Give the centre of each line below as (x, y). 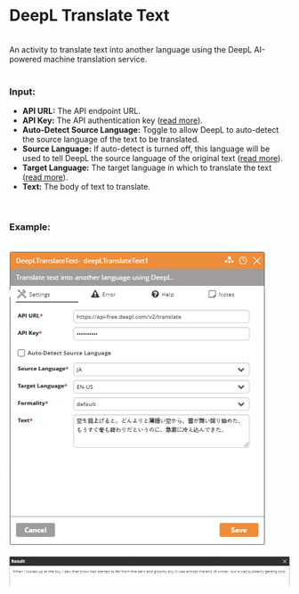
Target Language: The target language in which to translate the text (147, 168)
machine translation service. (95, 59)
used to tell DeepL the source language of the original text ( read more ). (152, 159)
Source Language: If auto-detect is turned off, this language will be (146, 149)
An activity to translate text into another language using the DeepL (131, 49)
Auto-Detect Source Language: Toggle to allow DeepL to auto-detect (150, 130)
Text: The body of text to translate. (86, 187)
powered (25, 59)
